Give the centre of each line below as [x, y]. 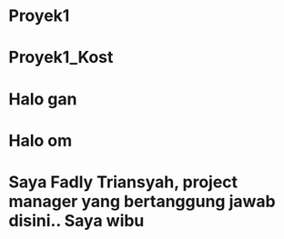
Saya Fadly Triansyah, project [123, 182]
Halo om [41, 140]
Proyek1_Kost [61, 58]
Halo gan [43, 99]
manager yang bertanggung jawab [142, 201]
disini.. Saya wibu [76, 220]
